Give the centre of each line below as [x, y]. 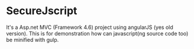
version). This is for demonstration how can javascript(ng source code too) [97, 33]
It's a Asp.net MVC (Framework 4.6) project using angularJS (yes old [90, 27]
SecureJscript [42, 11]
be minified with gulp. [33, 40]
